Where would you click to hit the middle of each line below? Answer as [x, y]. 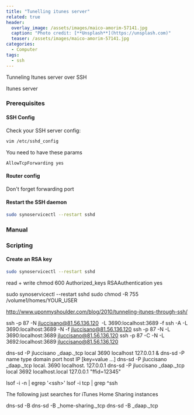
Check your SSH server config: [43, 130]
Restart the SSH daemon [37, 202]
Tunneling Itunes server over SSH [46, 77]
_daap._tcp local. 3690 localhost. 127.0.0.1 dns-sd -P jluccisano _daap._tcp [96, 365]
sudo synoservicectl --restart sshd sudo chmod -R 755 [72, 294]
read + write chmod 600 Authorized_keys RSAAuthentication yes [84, 283]
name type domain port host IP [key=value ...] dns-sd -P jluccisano [86, 359]
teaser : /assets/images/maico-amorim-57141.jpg [70, 39]
